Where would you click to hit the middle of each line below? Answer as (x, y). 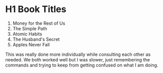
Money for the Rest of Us (39, 23)
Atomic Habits (27, 34)
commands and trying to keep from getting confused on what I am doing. (82, 65)
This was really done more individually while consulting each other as (78, 54)
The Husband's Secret (36, 39)
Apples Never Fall (31, 44)
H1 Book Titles (36, 9)
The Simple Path (30, 28)
